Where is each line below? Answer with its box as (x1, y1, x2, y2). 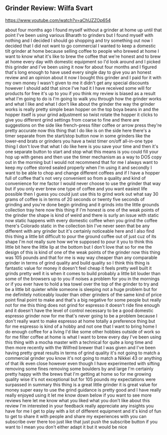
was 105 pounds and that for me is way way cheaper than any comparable (5, 254, 158, 261)
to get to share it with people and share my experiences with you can (5, 413, 147, 419)
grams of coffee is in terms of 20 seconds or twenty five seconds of (5, 196, 145, 202)
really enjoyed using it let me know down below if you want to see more (5, 392, 152, 398)
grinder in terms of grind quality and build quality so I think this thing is (5, 260, 150, 266)
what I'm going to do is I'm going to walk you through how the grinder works (5, 96, 162, 102)
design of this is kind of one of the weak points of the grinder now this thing (5, 249, 161, 255)
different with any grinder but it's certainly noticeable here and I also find (5, 228, 155, 234)
